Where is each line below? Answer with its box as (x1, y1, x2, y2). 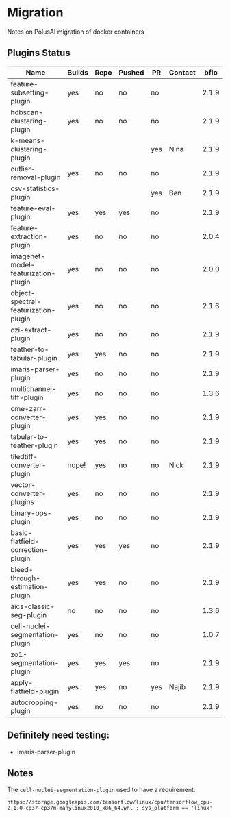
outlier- (10, 164, 36, 173)
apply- (10, 678, 33, 687)
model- (10, 260, 36, 269)
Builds (67, 67, 89, 77)
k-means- (10, 136, 45, 145)
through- (10, 573, 41, 583)
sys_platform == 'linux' (141, 805, 213, 812)
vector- (10, 480, 36, 489)
